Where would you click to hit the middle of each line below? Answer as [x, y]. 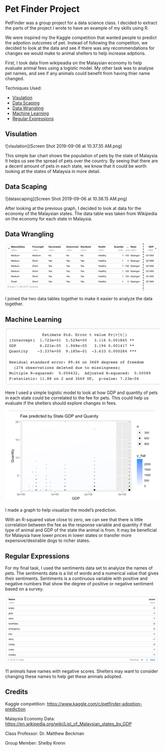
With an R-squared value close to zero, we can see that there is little [74, 520]
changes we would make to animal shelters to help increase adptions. [76, 53]
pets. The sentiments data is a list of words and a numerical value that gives [82, 573]
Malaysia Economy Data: [30, 718]
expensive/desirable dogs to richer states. [48, 540]
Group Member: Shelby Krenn [35, 743]
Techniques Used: [23, 88]
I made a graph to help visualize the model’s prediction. [61, 510]
